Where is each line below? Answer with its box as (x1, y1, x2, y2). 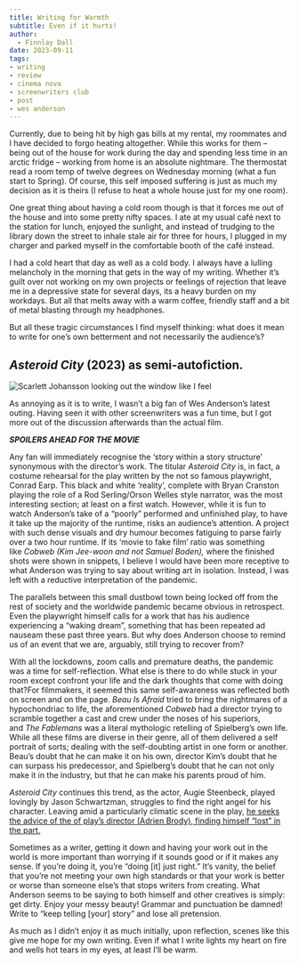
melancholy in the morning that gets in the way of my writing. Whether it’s (9, 267, 280, 278)
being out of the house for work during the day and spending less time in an (9, 148, 287, 158)
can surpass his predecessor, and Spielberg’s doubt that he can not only (9, 760, 275, 771)
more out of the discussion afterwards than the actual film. (9, 417, 224, 428)
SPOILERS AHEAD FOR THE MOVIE (9, 434, 140, 445)
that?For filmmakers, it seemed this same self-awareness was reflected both (9, 685, 290, 695)
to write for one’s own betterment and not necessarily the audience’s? (9, 331, 265, 343)
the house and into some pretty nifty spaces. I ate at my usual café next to (9, 212, 281, 223)
